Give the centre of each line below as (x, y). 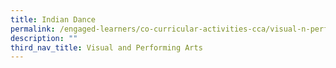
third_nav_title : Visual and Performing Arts (106, 47)
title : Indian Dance (53, 19)
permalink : (33, 29)
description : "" (44, 38)
